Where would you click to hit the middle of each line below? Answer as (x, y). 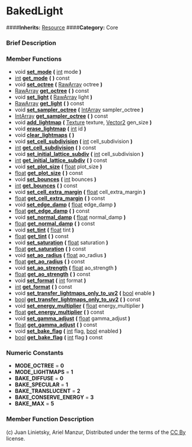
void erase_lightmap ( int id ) (50, 129)
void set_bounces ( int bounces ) (55, 179)
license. (16, 438)
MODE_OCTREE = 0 (39, 366)
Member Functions (34, 59)
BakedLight (35, 11)
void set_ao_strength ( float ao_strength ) (66, 268)
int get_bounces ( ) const (46, 186)
